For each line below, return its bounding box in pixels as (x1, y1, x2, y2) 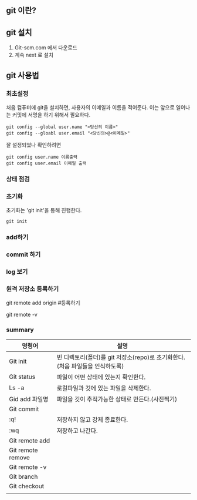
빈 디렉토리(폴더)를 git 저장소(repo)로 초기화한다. (56, 353, 186, 361)
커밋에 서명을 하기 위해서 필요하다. (12, 111, 91, 118)
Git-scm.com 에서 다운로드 (14, 44, 77, 51)
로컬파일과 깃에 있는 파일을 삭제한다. (56, 384, 151, 392)
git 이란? (6, 5, 37, 16)
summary (6, 325, 34, 334)
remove (9, 454, 30, 462)
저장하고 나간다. (56, 427, 98, 435)
